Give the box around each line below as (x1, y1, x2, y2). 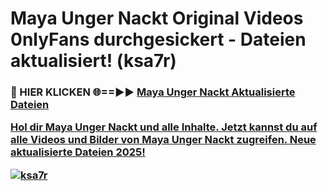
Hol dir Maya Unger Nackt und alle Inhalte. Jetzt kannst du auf (10, 120, 318, 134)
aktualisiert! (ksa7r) (10, 50, 177, 72)
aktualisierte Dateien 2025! (10, 145, 146, 159)
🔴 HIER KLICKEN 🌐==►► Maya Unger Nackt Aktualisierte (10, 85, 296, 99)
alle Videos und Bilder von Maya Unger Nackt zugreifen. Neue (10, 133, 317, 147)
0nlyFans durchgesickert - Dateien (10, 28, 307, 51)
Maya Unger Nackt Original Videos (10, 7, 304, 30)
